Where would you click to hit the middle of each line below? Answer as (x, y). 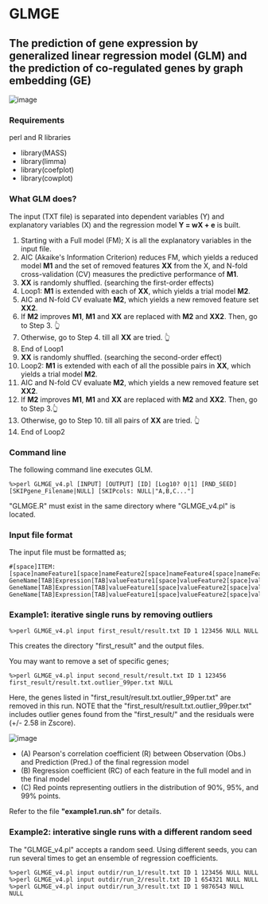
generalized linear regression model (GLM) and (128, 55)
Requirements (37, 120)
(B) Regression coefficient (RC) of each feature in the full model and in (136, 771)
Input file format (41, 535)
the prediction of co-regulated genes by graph (126, 68)
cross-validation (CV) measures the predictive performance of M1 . (129, 274)
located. (22, 514)
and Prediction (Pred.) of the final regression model (105, 762)
